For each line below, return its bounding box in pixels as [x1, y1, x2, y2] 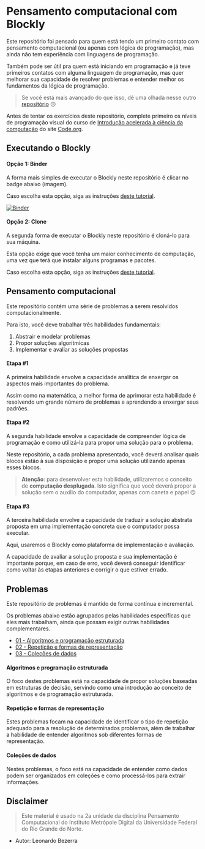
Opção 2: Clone [6, 218, 47, 225]
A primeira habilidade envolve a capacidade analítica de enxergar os [6, 373, 179, 380]
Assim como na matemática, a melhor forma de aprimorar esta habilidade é [6, 391, 196, 399]
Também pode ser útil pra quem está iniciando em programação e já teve [6, 62, 191, 70]
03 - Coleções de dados [15, 649, 77, 657]
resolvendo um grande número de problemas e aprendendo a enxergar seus [6, 398, 199, 406]
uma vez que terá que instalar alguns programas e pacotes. [6, 256, 157, 264]
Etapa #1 [6, 360, 29, 367]
